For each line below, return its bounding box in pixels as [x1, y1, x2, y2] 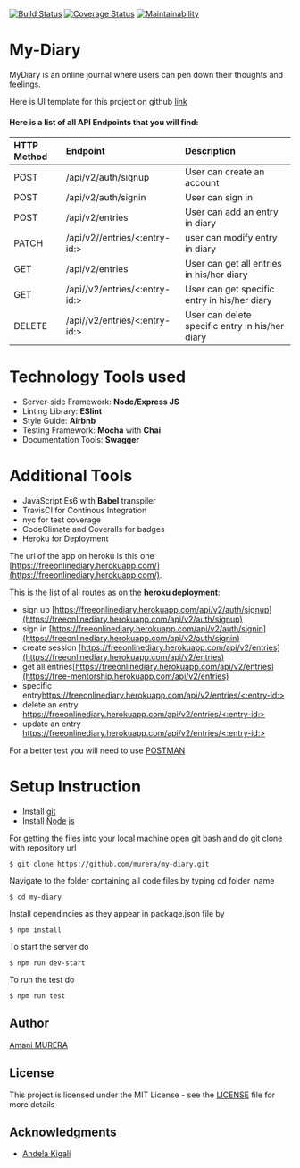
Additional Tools [9, 466, 133, 487]
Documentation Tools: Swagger [21, 435, 140, 445]
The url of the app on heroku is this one [9, 551, 154, 562]
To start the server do [9, 941, 89, 952]
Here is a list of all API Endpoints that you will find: [9, 116, 199, 127]
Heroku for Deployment [21, 533, 109, 545]
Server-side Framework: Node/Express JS [21, 396, 180, 407]
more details [9, 1098, 55, 1109]
